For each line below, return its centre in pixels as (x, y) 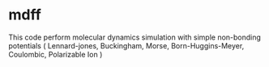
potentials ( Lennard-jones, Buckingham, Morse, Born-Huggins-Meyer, (126, 45)
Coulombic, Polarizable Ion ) (56, 54)
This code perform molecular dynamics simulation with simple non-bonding (135, 37)
